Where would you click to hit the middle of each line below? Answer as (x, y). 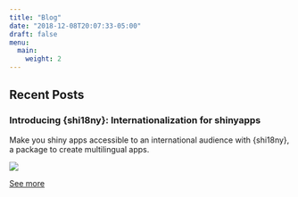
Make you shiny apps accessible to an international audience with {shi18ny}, (149, 140)
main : (28, 51)
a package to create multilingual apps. (79, 149)
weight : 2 (44, 59)
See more (27, 183)
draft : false (33, 34)
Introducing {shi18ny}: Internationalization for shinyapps (135, 120)
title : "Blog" (36, 17)
